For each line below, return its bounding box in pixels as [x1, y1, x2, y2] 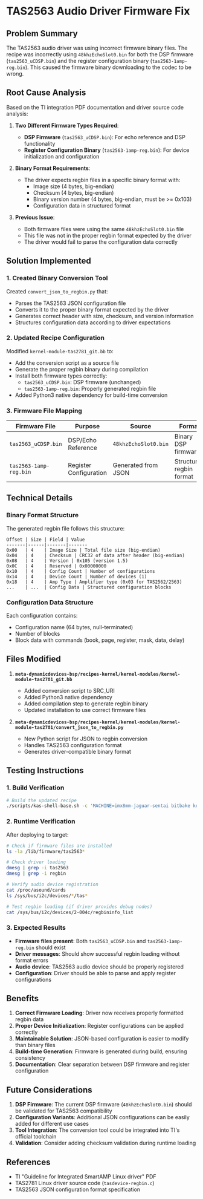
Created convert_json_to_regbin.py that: [6, 287, 108, 295]
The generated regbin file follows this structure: [6, 524, 125, 532]
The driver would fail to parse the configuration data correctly [24, 238, 178, 246]
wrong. [6, 70, 24, 77]
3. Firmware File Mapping [6, 407, 83, 415]
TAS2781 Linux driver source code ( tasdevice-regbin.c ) [14, 1180, 155, 1187]
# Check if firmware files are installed [6, 843, 112, 849]
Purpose [74, 422, 100, 431]
